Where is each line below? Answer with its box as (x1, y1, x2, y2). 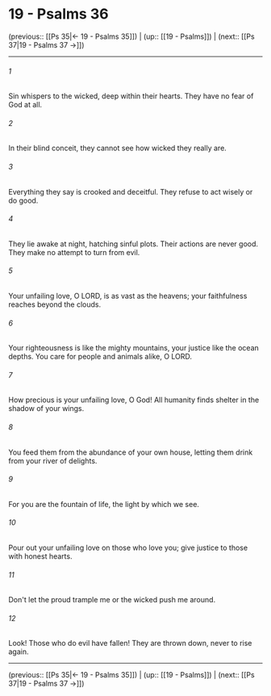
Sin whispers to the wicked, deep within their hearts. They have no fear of (8, 91, 254, 101)
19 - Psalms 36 (8, 5, 109, 23)
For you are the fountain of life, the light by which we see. (8, 499, 200, 509)
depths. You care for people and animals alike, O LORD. (8, 352, 192, 362)
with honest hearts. (8, 551, 73, 561)
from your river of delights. (8, 455, 98, 465)
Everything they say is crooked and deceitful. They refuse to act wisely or (8, 187, 253, 196)
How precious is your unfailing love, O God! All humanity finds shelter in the (8, 395, 260, 405)
